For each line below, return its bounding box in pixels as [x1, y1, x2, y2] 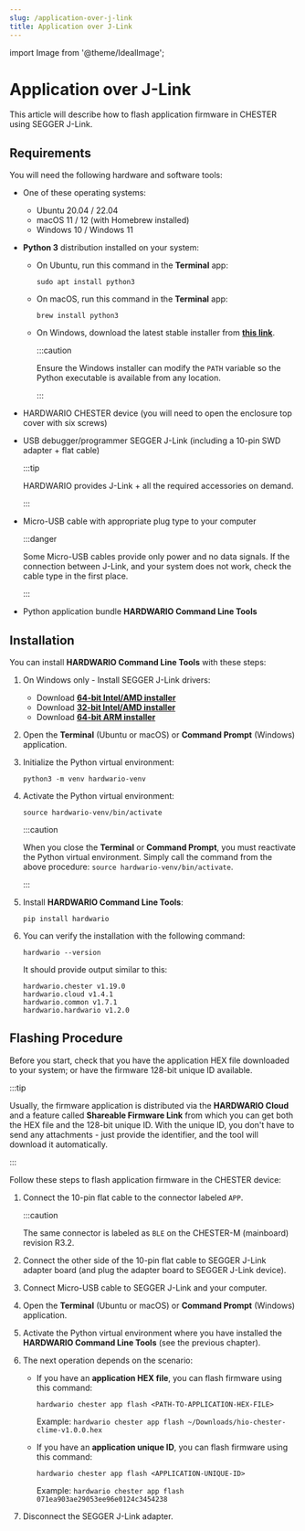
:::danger [22, 534, 58, 545]
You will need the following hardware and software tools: [9, 170, 224, 181]
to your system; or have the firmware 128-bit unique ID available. [9, 1064, 253, 1075]
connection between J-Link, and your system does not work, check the [22, 561, 292, 572]
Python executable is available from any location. [36, 372, 221, 384]
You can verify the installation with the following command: [22, 930, 246, 941]
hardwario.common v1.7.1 [22, 998, 118, 1007]
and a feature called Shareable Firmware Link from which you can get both [9, 1110, 294, 1121]
